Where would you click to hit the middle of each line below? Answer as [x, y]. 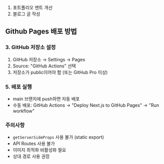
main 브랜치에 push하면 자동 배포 [46, 99]
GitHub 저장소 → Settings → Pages [49, 59]
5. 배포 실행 [19, 87]
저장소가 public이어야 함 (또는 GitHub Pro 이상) [60, 72]
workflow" [24, 111]
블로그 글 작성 [26, 14]
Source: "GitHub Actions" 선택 [44, 66]
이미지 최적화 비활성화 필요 [39, 150]
